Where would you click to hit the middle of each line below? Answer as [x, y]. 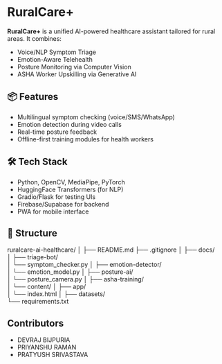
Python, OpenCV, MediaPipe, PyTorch [71, 182]
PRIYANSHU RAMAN [47, 347]
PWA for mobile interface [53, 211]
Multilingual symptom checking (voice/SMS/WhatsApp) [96, 117]
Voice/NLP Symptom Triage [57, 52]
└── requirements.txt [38, 302]
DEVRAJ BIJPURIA [44, 340]
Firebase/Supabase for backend [63, 204]
